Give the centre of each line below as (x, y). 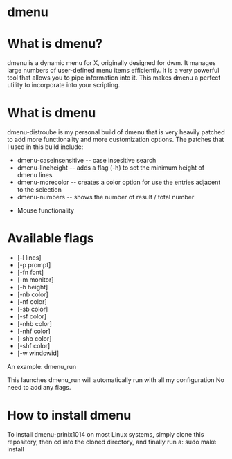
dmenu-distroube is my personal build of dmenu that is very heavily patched (116, 132)
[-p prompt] (34, 265)
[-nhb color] (34, 324)
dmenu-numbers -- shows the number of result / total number (106, 197)
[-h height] (33, 287)
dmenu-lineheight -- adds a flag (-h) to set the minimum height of (111, 168)
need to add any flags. (39, 387)
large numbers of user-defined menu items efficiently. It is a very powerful (113, 71)
